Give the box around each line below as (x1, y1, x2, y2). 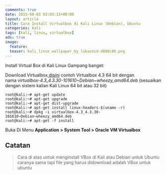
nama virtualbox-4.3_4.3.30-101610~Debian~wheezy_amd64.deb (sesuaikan (5, 77, 162, 83)
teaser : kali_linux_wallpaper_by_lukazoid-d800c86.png (9, 49, 125, 54)
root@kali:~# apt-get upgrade (5, 96, 68, 102)
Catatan (5, 141, 31, 149)
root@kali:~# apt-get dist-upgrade (5, 101, 79, 106)
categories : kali (5, 26, 41, 31)
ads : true (5, 35, 26, 40)
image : (5, 40, 19, 45)
